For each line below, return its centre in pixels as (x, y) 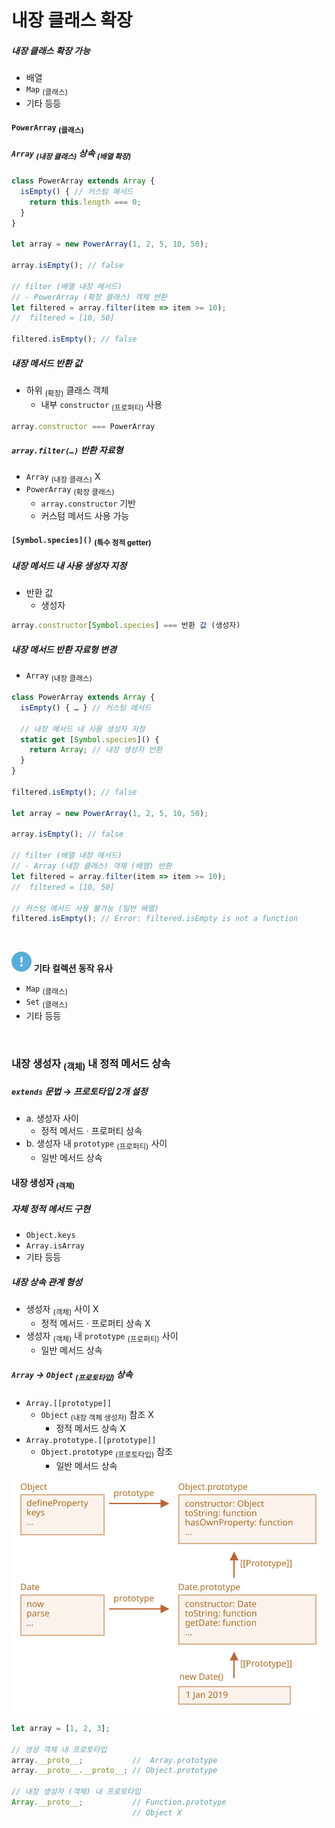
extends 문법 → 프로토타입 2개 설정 (79, 1091)
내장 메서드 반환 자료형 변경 (64, 649)
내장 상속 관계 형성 (47, 1282)
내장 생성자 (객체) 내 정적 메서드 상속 (91, 1064)
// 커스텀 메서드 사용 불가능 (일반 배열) (85, 908)
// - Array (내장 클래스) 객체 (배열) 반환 (92, 866)
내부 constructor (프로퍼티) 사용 (101, 405)
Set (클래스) (46, 1003)
